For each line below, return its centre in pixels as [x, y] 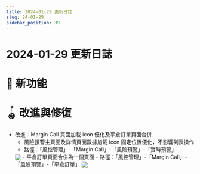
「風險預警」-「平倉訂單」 [47, 164]
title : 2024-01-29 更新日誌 [39, 12]
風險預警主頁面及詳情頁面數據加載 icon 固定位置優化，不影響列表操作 [109, 142]
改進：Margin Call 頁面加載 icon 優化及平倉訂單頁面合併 [83, 134]
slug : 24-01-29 [25, 17]
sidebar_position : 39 [33, 23]
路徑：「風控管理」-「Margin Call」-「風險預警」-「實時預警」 [100, 149]
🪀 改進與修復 [39, 113]
